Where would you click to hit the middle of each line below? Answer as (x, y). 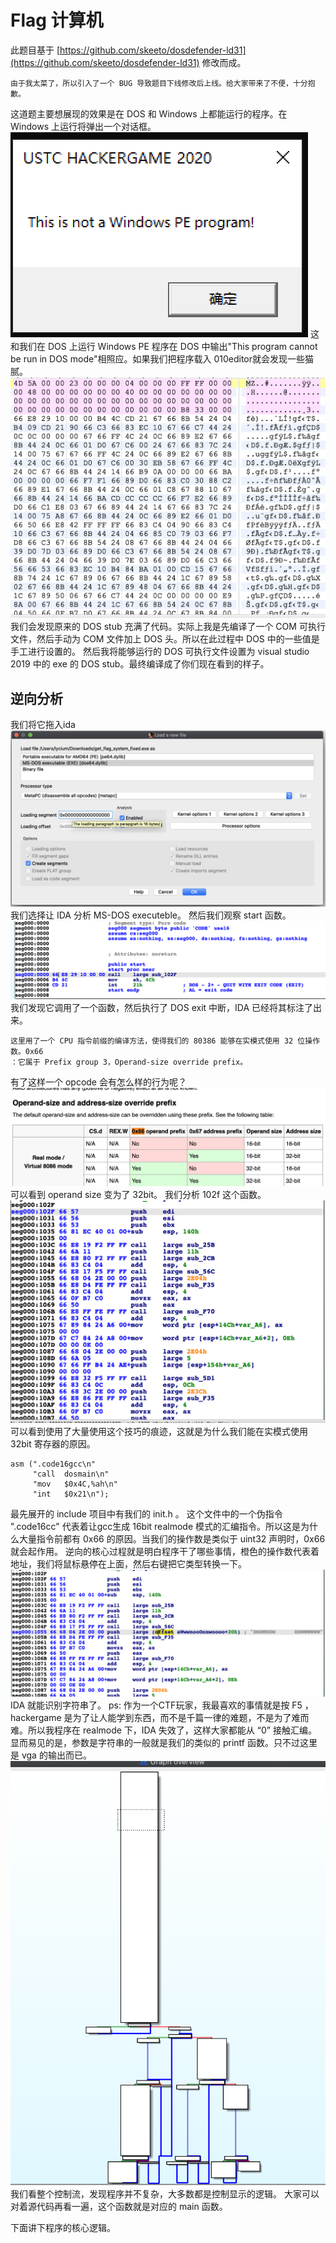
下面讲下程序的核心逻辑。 (63, 2227)
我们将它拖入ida (43, 725)
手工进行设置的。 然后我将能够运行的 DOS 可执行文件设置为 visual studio (160, 652)
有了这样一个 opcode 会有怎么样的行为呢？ (98, 1082)
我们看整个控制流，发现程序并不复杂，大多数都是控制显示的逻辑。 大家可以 (165, 2193)
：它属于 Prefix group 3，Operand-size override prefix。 (129, 1062)
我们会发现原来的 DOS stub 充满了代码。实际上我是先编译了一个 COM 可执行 (168, 627)
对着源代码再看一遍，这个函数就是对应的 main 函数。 (119, 2206)
